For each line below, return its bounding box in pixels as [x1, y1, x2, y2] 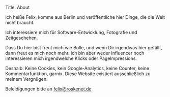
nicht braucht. [5, 20, 35, 25]
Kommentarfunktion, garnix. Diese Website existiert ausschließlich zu [5, 71, 151, 77]
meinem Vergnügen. [5, 76, 48, 82]
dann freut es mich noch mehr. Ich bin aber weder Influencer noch [5, 50, 145, 56]
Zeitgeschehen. [5, 35, 38, 41]
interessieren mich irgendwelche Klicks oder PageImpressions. [5, 55, 137, 61]
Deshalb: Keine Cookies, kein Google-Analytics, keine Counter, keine [5, 66, 150, 71]
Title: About [5, 5, 30, 10]
